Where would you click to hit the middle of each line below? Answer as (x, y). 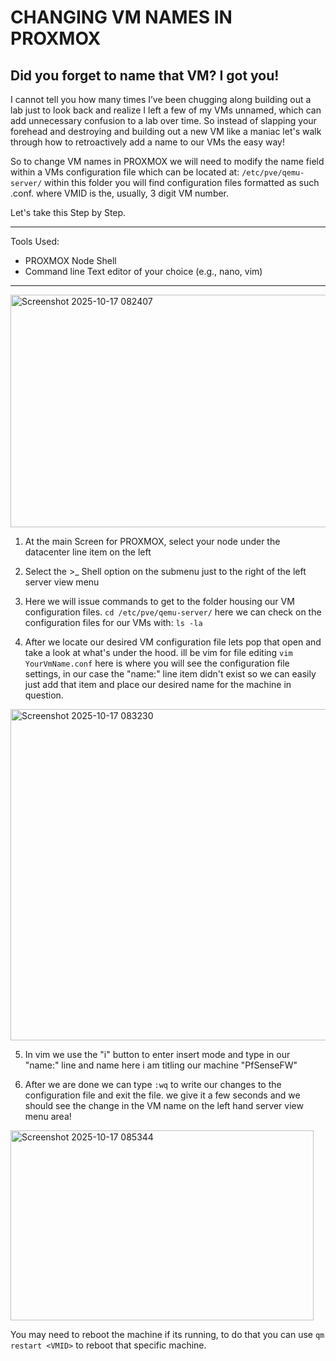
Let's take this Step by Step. (68, 212)
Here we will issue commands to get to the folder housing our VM (159, 601)
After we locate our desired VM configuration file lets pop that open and (173, 642)
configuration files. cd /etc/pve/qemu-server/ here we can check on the (173, 612)
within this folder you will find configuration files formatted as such (182, 182)
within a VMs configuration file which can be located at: (125, 172)
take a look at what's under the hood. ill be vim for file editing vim (158, 652)
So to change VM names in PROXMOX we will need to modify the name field (167, 161)
